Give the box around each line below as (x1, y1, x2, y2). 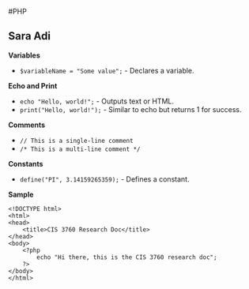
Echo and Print (8, 81, 58, 90)
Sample (8, 190, 34, 199)
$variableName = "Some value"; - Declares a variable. (19, 66, 195, 75)
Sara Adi (8, 29, 51, 43)
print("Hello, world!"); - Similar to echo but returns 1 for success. (19, 104, 242, 114)
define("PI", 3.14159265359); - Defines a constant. (19, 174, 190, 184)
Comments (8, 120, 46, 129)
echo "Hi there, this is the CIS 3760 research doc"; (36, 253, 217, 261)
